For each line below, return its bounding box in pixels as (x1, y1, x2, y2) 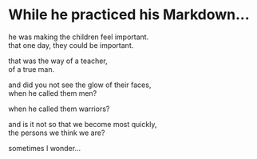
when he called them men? (8, 88, 97, 97)
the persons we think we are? (8, 128, 105, 137)
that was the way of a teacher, (8, 56, 108, 66)
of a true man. (8, 64, 54, 74)
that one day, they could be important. (8, 40, 134, 50)
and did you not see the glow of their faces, (8, 80, 152, 89)
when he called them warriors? (8, 104, 110, 113)
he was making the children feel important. (8, 32, 149, 42)
